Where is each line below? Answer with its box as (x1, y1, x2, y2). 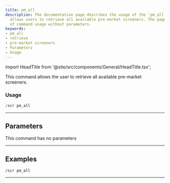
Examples (5, 155, 37, 163)
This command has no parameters (5, 135, 77, 141)
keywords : (5, 26, 26, 31)
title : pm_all (5, 7, 35, 13)
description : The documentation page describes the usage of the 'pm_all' (5, 12, 166, 17)
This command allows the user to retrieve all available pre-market (5, 74, 142, 80)
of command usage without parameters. (10, 21, 92, 27)
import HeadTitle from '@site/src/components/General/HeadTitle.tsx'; (5, 64, 151, 70)
